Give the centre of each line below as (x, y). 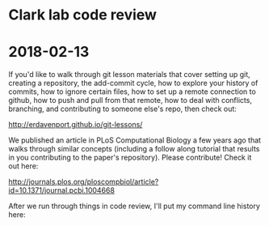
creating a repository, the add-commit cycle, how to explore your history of (133, 83)
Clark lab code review (83, 15)
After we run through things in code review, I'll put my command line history (134, 206)
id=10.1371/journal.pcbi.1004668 (62, 190)
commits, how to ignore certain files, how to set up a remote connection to (132, 92)
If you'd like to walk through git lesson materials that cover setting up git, (129, 75)
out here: (23, 166)
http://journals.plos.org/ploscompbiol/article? (84, 182)
